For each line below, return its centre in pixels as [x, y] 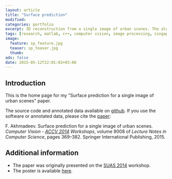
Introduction [26, 83]
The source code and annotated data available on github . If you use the [81, 111]
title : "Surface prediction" [36, 15]
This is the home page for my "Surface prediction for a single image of [80, 96]
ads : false [17, 58]
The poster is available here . [42, 171]
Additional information [42, 153]
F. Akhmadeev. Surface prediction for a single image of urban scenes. [79, 126]
